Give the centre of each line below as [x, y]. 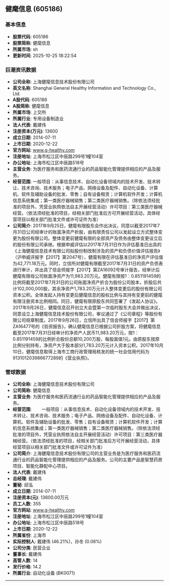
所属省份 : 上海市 [29, 535]
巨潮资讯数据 [21, 70]
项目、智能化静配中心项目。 [41, 466]
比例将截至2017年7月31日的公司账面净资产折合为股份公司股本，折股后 [85, 282]
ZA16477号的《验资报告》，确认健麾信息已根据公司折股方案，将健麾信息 [87, 326]
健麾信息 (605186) [34, 9]
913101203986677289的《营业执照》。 [52, 358]
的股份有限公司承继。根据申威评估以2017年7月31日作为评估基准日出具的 [87, 244]
